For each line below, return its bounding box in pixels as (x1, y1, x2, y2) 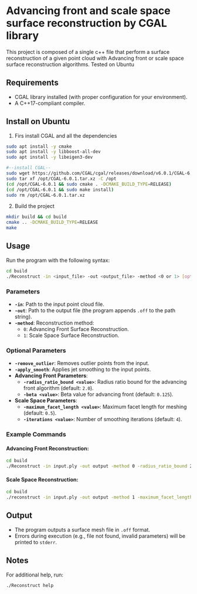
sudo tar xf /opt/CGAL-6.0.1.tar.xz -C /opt (6, 176, 117, 182)
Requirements (6, 78, 59, 88)
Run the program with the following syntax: (6, 257, 110, 264)
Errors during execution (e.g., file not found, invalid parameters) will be (14, 532, 186, 540)
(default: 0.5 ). (23, 409, 57, 417)
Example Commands (6, 431, 66, 439)
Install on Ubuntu (6, 117, 70, 127)
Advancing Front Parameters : (14, 372, 88, 379)
